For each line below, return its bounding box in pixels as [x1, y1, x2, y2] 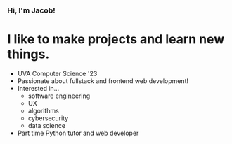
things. [7, 46, 50, 62]
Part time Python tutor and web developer [17, 129, 139, 137]
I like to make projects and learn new [7, 31, 225, 48]
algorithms [27, 106, 60, 115]
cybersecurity [27, 114, 69, 122]
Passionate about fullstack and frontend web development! [17, 76, 188, 85]
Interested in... [17, 84, 60, 92]
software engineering [27, 92, 90, 100]
